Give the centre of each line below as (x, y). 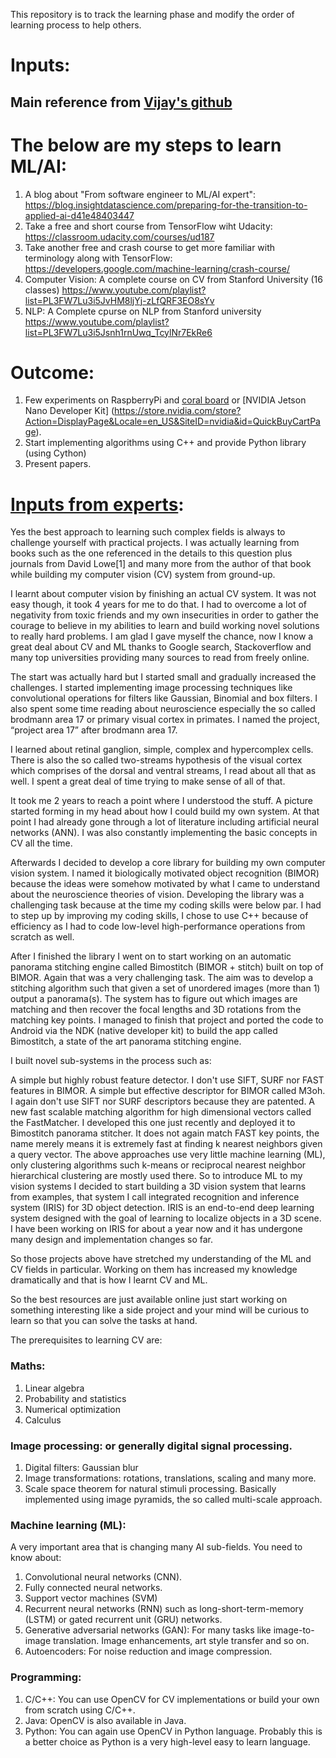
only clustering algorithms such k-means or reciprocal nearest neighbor (158, 1165)
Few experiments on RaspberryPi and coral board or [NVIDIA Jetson (165, 400)
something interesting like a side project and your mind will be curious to (160, 1310)
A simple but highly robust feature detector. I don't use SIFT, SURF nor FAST (167, 1080)
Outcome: (52, 372)
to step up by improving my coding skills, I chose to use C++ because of (159, 916)
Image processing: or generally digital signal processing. (151, 1446)
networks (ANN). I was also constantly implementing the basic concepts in (164, 833)
